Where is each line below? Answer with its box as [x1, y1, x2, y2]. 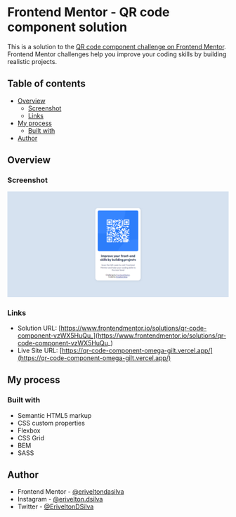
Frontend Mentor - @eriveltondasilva [17, 487, 124, 496]
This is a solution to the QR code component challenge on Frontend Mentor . [7, 42, 226, 51]
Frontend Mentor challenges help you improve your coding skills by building [7, 50, 227, 58]
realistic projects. [7, 57, 58, 65]
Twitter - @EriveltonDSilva [17, 502, 94, 511]
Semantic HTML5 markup [17, 411, 92, 419]
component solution [7, 19, 128, 35]
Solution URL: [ [17, 324, 61, 332]
